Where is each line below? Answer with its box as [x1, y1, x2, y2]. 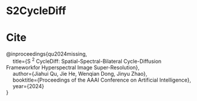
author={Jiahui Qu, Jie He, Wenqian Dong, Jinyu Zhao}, [12, 70, 148, 77]
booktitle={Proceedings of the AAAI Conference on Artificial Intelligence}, [12, 76, 191, 83]
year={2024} [12, 82, 44, 89]
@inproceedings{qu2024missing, [6, 51, 87, 58]
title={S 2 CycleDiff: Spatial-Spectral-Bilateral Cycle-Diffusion [12, 57, 162, 65]
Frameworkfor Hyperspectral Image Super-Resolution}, [6, 63, 140, 71]
